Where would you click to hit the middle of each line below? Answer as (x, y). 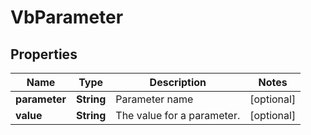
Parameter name (154, 99)
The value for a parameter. (178, 115)
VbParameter (67, 17)
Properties (44, 54)
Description (178, 82)
